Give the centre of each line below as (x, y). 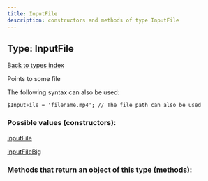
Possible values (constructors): (62, 123)
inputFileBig (24, 152)
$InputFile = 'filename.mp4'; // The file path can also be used (104, 106)
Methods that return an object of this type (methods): (100, 170)
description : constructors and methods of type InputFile (93, 20)
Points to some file (34, 79)
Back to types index (36, 65)
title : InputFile (32, 14)
